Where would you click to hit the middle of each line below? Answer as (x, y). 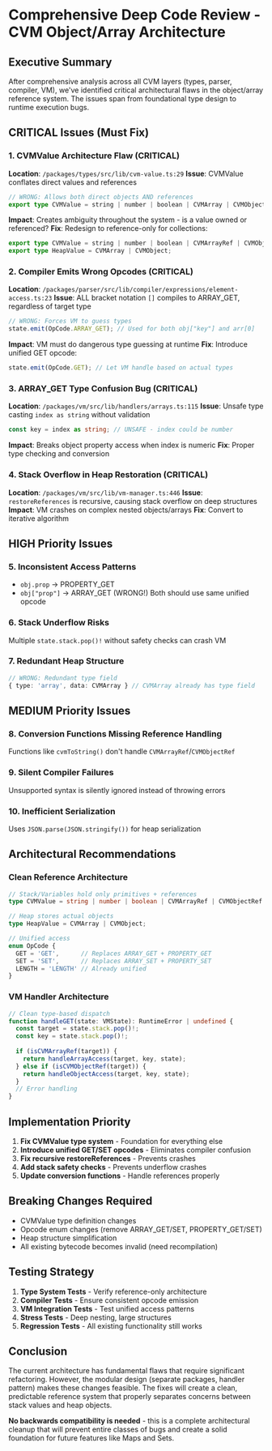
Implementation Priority (70, 1122)
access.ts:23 (30, 299)
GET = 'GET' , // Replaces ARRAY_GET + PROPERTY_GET (114, 954)
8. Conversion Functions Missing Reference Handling (115, 733)
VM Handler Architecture (59, 996)
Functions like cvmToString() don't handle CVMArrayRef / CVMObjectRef (122, 752)
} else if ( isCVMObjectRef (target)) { (81, 1066)
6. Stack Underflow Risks (59, 623)
